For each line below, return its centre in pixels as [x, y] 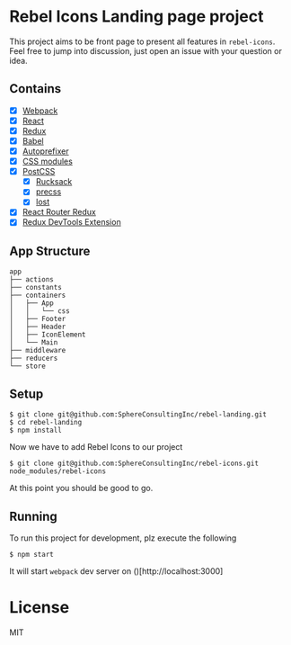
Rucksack [54, 182]
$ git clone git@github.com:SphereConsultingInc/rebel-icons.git [134, 464]
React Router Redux [59, 212]
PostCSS [39, 172]
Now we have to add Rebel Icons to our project [96, 447]
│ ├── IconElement [48, 335]
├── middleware [38, 351]
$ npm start [31, 554]
